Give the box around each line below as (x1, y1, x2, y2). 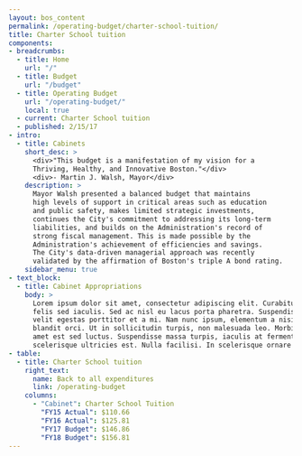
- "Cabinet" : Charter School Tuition (32, 399, 175, 409)
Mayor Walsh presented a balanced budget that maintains (32, 190, 252, 199)
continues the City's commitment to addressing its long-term (32, 214, 271, 224)
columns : (24, 391, 58, 400)
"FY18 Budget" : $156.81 (41, 433, 130, 442)
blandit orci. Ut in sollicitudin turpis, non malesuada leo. (32, 324, 271, 333)
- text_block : (8, 274, 62, 283)
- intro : (8, 131, 41, 140)
